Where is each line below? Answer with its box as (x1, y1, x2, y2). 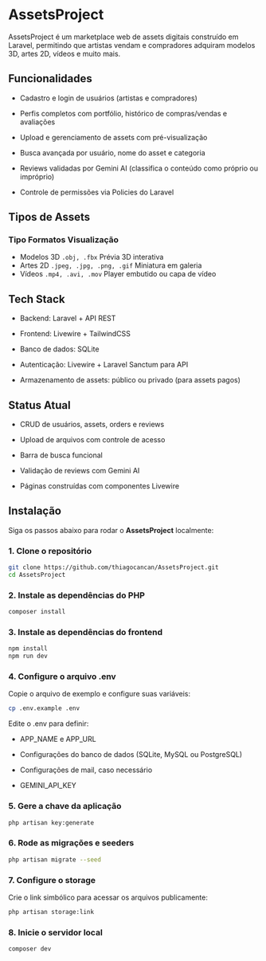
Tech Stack (8, 292, 65, 306)
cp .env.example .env (8, 704, 80, 712)
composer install (8, 608, 66, 616)
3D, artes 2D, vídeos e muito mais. (8, 49, 121, 58)
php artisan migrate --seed (8, 855, 102, 864)
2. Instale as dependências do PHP (8, 590, 146, 601)
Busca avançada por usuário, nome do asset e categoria (19, 147, 205, 157)
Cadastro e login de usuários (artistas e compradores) (19, 93, 198, 103)
